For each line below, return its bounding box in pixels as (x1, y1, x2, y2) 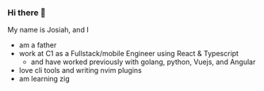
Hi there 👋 (7, 7, 47, 18)
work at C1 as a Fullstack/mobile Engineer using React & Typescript (18, 49, 239, 59)
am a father (18, 40, 57, 50)
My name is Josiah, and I (7, 25, 89, 35)
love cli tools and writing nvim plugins (18, 66, 142, 75)
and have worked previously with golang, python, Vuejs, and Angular (30, 57, 256, 66)
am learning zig (18, 74, 71, 84)
